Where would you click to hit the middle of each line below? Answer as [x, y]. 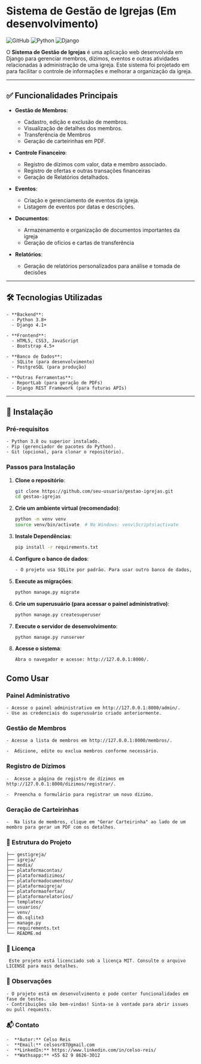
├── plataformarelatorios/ [40, 897]
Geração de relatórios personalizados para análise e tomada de [102, 266]
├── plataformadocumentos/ [40, 881]
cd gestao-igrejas [38, 497]
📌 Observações [29, 981]
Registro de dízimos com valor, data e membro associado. [95, 164]
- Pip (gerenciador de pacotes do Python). [61, 447]
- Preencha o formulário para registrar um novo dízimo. [80, 794]
